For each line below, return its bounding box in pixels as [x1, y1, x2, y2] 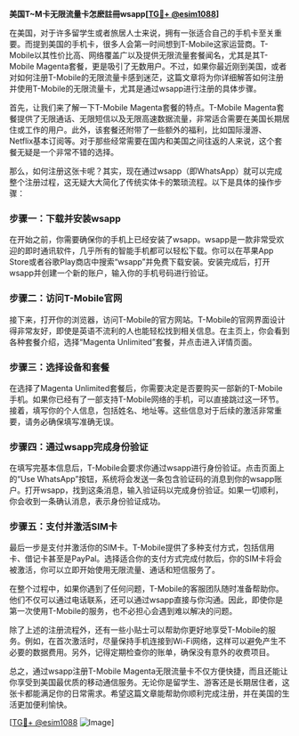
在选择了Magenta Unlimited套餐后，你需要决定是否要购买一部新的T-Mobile [9, 382, 283, 393]
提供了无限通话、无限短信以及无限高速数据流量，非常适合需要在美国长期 [16, 113, 282, 124]
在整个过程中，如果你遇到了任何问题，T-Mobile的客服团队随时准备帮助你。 [9, 584, 284, 594]
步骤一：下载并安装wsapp [9, 212, 122, 225]
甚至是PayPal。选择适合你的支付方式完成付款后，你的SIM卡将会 [47, 553, 283, 564]
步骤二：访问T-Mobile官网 [9, 292, 123, 305]
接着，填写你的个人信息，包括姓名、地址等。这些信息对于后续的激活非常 [9, 405, 274, 415]
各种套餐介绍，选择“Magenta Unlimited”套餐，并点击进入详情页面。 [9, 336, 257, 347]
